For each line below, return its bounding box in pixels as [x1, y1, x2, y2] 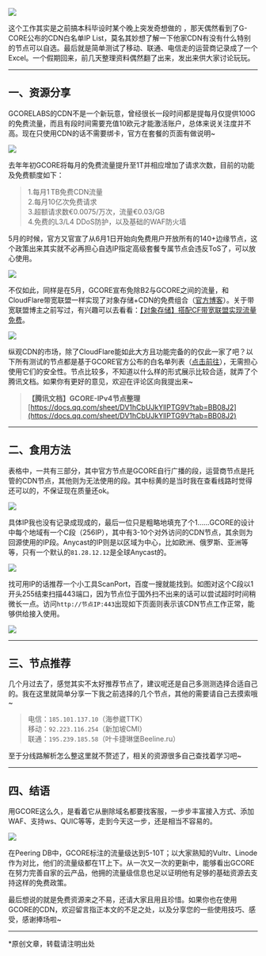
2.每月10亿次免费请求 [27, 197, 97, 206]
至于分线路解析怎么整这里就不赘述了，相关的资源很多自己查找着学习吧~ [8, 751, 242, 761]
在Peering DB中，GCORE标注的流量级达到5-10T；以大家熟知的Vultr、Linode [8, 848, 258, 858]
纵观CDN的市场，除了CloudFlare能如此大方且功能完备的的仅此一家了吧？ [8, 346, 247, 357]
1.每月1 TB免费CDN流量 [27, 187, 103, 196]
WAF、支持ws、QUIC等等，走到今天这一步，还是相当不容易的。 [8, 816, 217, 826]
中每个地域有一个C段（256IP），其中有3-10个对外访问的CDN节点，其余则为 [8, 527, 253, 537]
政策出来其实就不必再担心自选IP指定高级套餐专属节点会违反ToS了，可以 [14, 243, 249, 253]
